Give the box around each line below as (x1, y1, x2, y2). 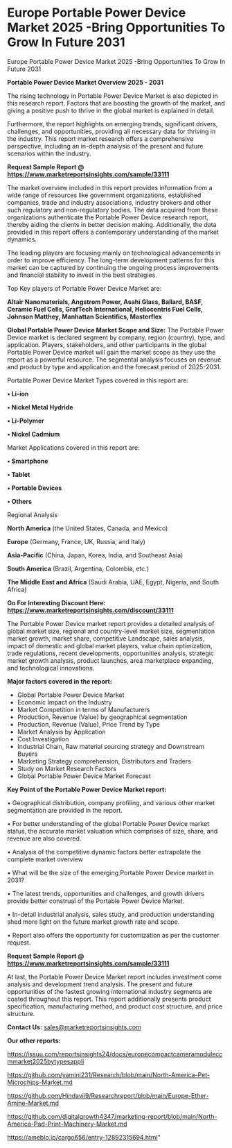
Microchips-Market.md (7, 1078, 73, 1086)
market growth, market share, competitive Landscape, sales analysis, (7, 634, 205, 643)
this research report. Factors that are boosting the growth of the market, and (7, 99, 225, 107)
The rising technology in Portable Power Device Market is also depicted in (7, 92, 218, 100)
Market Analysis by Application (17, 727, 106, 736)
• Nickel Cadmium (7, 430, 60, 438)
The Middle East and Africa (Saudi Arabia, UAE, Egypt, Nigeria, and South (7, 577, 220, 586)
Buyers (17, 750, 38, 758)
